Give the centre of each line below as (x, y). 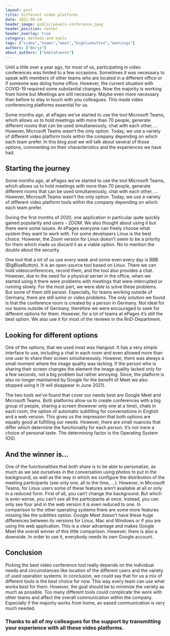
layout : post (19, 10)
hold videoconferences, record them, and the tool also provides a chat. (79, 270)
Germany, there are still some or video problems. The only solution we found (85, 297)
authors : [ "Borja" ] (26, 48)
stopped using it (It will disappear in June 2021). (55, 385)
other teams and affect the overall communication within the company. (79, 597)
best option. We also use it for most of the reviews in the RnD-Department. (83, 319)
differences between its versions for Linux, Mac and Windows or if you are (83, 520)
